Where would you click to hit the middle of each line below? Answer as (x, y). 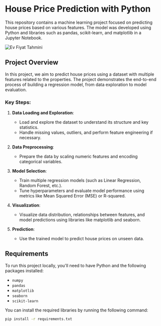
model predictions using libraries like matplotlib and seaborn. (80, 220)
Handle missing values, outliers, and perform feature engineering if (86, 132)
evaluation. (16, 90)
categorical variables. (41, 162)
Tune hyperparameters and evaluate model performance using (82, 191)
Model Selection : (29, 171)
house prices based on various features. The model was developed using (78, 27)
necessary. (30, 138)
